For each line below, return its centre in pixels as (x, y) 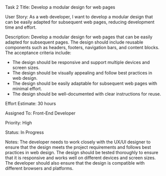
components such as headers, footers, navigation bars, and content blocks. (82, 47)
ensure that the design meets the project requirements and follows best (78, 147)
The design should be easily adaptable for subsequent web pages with (85, 83)
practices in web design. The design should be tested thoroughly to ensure (82, 152)
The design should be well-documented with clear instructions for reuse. (87, 94)
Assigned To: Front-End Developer (40, 113)
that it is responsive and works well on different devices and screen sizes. (81, 158)
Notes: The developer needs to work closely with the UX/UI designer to (78, 142)
